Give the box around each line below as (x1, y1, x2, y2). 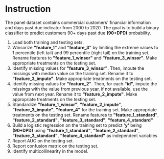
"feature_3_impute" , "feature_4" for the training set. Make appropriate (12, 106, 157, 113)
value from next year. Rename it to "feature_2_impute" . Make (12, 91, 138, 97)
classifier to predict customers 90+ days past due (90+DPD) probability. (5, 30, 151, 36)
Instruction (5, 3, 51, 15)
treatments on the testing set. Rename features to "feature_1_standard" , (12, 112, 159, 118)
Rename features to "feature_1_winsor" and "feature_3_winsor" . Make (12, 55, 157, 60)
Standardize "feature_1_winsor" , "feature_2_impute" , (12, 101, 122, 107)
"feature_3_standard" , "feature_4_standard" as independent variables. (12, 133, 159, 139)
